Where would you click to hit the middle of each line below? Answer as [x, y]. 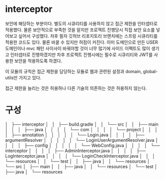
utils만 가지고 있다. [23, 78]
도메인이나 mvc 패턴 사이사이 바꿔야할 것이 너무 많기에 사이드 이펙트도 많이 [78, 48]
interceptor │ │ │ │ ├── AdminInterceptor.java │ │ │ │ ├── [76, 151]
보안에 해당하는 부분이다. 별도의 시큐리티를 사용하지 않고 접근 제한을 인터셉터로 [82, 23]
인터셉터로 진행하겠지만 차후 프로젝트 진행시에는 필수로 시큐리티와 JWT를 [82, 54]
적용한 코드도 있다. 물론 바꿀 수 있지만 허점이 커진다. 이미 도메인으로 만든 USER [82, 42]
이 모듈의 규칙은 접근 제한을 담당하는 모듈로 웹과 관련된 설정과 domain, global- [82, 71]
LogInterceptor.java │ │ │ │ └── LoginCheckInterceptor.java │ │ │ [80, 156]
